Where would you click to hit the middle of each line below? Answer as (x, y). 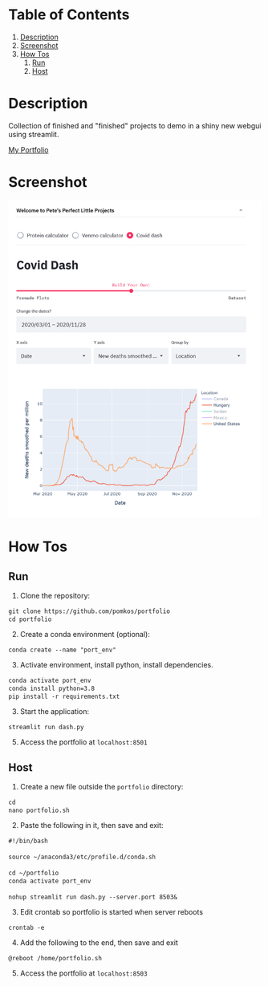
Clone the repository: (55, 596)
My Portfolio (28, 149)
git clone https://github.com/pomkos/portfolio (89, 611)
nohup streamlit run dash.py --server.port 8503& (93, 897)
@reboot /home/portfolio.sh (55, 959)
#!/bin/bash (28, 841)
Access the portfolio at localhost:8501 (83, 742)
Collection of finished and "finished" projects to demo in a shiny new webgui (135, 125)
